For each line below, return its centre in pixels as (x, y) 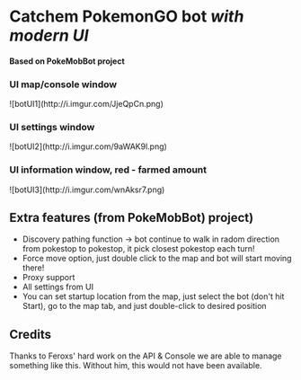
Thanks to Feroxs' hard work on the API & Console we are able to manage (146, 356)
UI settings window (52, 127)
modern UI (49, 35)
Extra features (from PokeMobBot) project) (132, 218)
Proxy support (49, 278)
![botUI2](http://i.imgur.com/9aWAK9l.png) (89, 146)
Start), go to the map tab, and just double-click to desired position (144, 306)
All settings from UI (58, 287)
